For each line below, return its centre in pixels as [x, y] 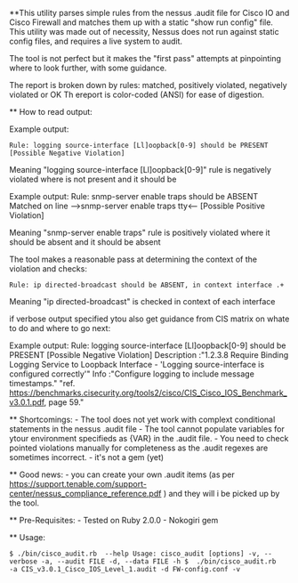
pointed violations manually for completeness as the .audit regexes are [139, 448]
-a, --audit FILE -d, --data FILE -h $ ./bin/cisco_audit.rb [159, 562]
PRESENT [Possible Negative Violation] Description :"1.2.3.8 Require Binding [149, 355]
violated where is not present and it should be [93, 179]
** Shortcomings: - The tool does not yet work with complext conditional [142, 419]
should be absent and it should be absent [85, 242]
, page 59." [64, 402]
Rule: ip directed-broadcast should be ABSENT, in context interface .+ [147, 285]
